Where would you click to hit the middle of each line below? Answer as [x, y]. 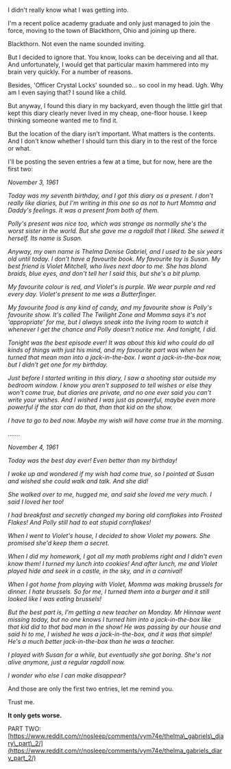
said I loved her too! [36, 502]
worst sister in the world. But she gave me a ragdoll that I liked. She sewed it [116, 231]
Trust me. [21, 702]
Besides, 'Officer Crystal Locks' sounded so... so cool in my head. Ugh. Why [115, 85]
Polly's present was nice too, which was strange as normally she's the [107, 224]
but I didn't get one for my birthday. [58, 365]
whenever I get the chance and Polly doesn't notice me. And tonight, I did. [113, 329]
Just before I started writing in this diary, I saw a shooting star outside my [112, 378]
